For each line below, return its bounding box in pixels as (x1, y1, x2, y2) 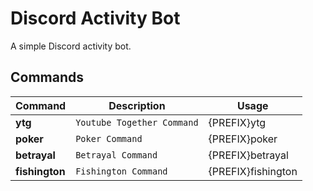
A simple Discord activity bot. (10, 40, 132, 52)
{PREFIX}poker (208, 132, 278, 146)
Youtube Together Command (75, 117, 199, 128)
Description (108, 98, 166, 112)
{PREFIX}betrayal (208, 148, 289, 162)
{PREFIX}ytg (208, 115, 267, 129)
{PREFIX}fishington (208, 164, 298, 178)
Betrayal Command (75, 149, 158, 161)
